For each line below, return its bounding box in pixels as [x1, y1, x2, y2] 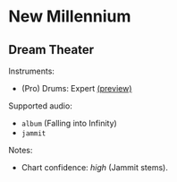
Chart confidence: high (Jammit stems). [21, 162, 169, 172]
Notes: [8, 145, 33, 155]
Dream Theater [8, 42, 95, 57]
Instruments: [8, 65, 55, 76]
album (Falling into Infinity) [21, 118, 117, 128]
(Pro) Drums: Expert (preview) [21, 83, 132, 93]
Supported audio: [8, 100, 72, 111]
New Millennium [8, 6, 131, 27]
